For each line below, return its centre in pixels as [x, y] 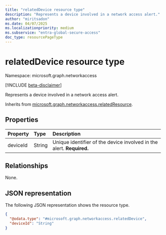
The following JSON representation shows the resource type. [67, 205]
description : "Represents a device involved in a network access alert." [83, 14]
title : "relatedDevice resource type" [45, 10]
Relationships [27, 166]
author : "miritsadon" [27, 19]
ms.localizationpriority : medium [40, 28]
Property [18, 134]
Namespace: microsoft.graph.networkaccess [51, 75]
